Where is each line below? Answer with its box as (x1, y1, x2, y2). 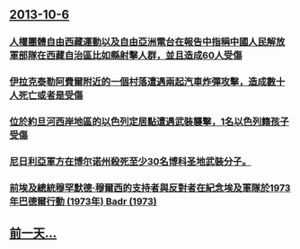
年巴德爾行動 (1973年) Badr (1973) (9, 195, 157, 208)
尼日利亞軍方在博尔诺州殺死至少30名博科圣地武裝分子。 (9, 156, 251, 168)
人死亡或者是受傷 (9, 89, 84, 102)
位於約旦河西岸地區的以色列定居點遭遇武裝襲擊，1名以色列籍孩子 (9, 116, 289, 129)
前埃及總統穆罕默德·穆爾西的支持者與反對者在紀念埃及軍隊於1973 (9, 182, 291, 194)
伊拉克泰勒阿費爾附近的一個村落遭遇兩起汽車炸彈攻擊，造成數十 (9, 76, 286, 88)
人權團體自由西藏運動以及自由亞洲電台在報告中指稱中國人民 (9, 36, 268, 49)
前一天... (9, 226, 57, 241)
